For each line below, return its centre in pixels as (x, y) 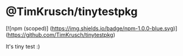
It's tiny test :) (23, 46)
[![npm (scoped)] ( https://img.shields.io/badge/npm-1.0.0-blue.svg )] (91, 28)
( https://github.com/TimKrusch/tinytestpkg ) (60, 34)
